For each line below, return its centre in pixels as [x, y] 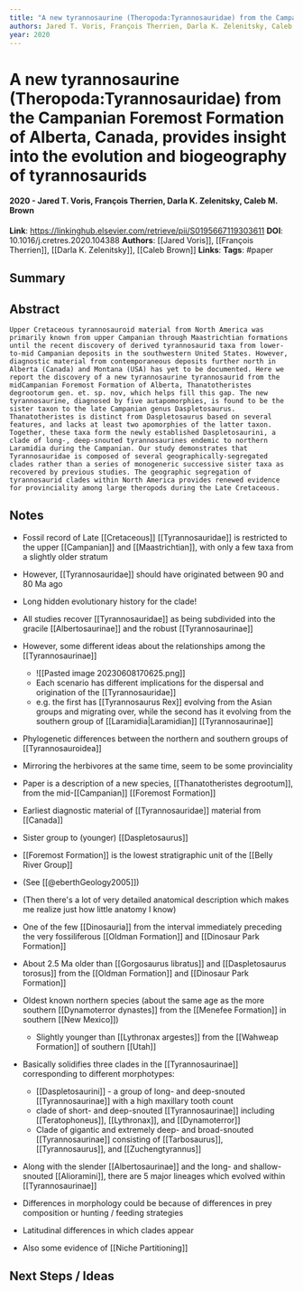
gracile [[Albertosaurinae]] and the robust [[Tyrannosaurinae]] [138, 628]
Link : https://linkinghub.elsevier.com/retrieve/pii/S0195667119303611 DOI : [147, 231]
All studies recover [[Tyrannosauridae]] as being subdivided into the [149, 618]
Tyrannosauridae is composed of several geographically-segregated [139, 456]
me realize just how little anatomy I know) [99, 909]
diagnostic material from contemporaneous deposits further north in [143, 361]
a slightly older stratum [65, 556]
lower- [271, 345]
